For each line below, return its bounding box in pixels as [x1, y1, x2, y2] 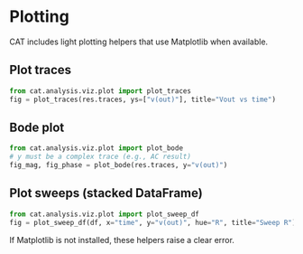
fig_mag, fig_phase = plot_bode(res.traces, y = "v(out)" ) [9, 161, 228, 170]
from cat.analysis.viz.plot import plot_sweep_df [9, 210, 200, 219]
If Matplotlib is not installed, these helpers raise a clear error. [9, 234, 234, 245]
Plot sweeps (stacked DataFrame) [9, 185, 203, 201]
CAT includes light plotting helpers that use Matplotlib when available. [9, 36, 269, 47]
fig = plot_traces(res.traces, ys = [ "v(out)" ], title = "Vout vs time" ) [9, 95, 277, 104]
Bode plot [9, 119, 65, 135]
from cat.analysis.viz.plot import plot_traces [9, 86, 192, 96]
